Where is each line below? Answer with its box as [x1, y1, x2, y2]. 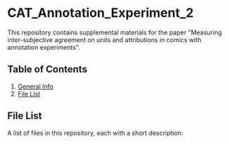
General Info [17, 82, 54, 91]
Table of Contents [7, 63, 88, 75]
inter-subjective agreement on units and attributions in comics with [7, 35, 202, 44]
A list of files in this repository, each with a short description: [7, 129, 183, 137]
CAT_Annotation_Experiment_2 [7, 5, 194, 21]
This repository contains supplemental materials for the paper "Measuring [7, 28, 222, 37]
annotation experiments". [7, 43, 80, 51]
